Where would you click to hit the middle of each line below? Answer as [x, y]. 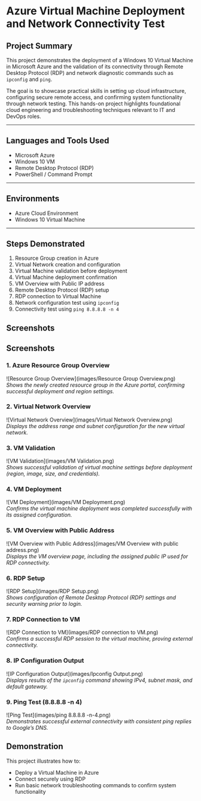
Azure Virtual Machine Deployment [96, 11]
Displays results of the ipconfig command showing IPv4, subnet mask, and [99, 680]
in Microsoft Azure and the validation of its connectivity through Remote [95, 66]
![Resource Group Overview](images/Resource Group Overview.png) [91, 378]
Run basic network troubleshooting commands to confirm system [95, 785]
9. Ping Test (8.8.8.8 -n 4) [44, 702]
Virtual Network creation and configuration [68, 265]
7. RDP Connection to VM [43, 619]
